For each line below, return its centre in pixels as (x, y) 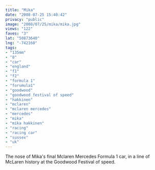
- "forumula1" (20, 85)
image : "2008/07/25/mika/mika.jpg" (43, 24)
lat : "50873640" (22, 39)
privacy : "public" (25, 19)
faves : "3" (17, 33)
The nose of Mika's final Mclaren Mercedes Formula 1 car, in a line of (78, 157)
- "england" (18, 66)
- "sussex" (17, 138)
